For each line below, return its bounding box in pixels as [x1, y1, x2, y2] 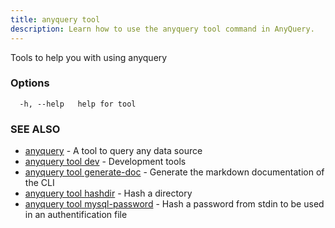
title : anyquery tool [10, 14, 101, 25]
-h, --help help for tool [19, 99, 137, 109]
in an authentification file [24, 209, 128, 221]
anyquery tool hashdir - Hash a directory [24, 187, 193, 200]
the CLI [24, 177, 55, 189]
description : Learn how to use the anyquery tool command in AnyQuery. [10, 24, 315, 34]
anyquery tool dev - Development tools [24, 156, 187, 168]
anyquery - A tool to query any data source [24, 145, 203, 157]
